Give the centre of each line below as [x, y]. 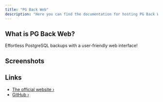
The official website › [33, 89]
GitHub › [20, 94]
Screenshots [25, 61]
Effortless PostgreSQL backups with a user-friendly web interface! [71, 46]
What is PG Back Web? [40, 34]
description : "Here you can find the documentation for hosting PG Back [80, 14]
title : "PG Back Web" [27, 10]
